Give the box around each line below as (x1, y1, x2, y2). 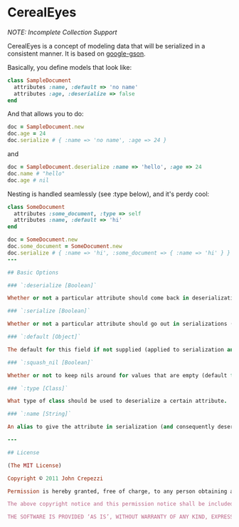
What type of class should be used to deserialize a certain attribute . (7, 397, 228, 405)
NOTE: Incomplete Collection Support (7, 28, 117, 36)
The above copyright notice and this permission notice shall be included (7, 501, 234, 508)
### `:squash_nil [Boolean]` (7, 359, 94, 366)
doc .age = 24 (7, 130, 46, 138)
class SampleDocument (7, 76, 72, 84)
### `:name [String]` (7, 411, 72, 418)
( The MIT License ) (7, 461, 62, 469)
